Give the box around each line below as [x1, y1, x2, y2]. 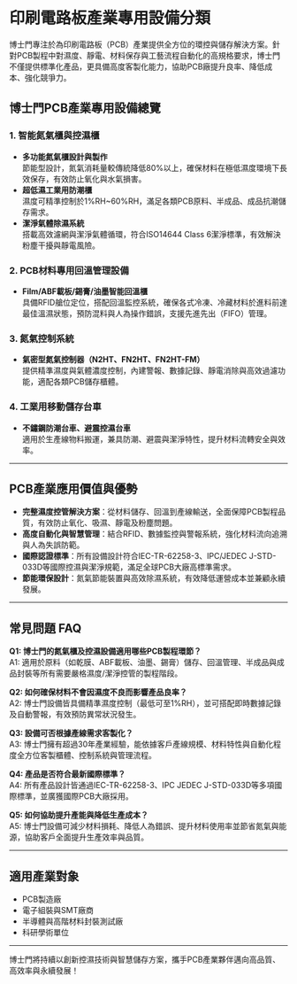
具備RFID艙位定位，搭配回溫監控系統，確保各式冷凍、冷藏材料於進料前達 [21, 297, 287, 307]
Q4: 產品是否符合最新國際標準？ [9, 769, 126, 779]
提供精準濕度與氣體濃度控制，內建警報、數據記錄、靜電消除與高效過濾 [21, 365, 278, 376]
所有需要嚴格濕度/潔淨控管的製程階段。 [39, 668, 183, 678]
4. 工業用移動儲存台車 [9, 400, 102, 413]
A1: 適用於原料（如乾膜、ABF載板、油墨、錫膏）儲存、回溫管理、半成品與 [9, 657, 277, 668]
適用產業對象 [9, 869, 80, 884]
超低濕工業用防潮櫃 [21, 184, 93, 195]
